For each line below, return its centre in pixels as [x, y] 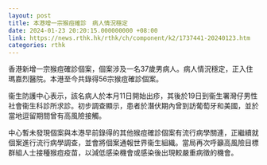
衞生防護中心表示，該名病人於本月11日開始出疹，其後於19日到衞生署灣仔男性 [133, 96]
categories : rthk [37, 45]
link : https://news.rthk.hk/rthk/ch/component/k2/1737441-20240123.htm [129, 38]
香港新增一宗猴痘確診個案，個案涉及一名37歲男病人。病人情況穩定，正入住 [131, 69]
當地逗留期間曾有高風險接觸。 [57, 116]
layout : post [30, 16]
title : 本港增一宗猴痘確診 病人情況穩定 [68, 23]
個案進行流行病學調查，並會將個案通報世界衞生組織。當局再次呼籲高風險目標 [133, 143]
